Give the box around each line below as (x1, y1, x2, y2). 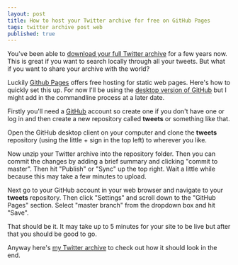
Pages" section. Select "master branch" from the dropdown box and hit (7, 201, 216, 210)
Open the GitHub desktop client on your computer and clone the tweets (7, 128, 217, 137)
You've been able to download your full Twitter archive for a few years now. (7, 50, 228, 58)
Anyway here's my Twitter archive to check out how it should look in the (7, 244, 217, 252)
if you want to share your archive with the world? (7, 64, 150, 73)
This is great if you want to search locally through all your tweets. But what (7, 57, 225, 66)
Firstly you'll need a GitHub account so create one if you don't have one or (7, 107, 225, 115)
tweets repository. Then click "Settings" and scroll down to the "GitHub (7, 193, 216, 202)
